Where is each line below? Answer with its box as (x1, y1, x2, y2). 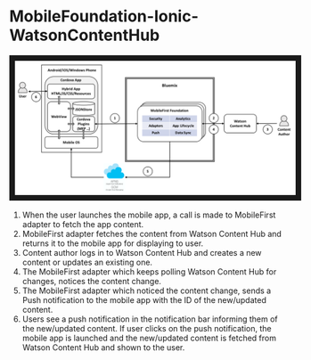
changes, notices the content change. (21, 276, 162, 287)
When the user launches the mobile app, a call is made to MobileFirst (21, 209, 276, 220)
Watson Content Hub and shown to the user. (21, 342, 185, 353)
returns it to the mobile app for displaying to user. (21, 238, 204, 249)
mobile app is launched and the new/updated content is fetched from (21, 332, 276, 344)
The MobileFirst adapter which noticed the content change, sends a (21, 285, 272, 296)
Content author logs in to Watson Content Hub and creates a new (21, 248, 262, 258)
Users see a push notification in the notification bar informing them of (21, 314, 278, 324)
